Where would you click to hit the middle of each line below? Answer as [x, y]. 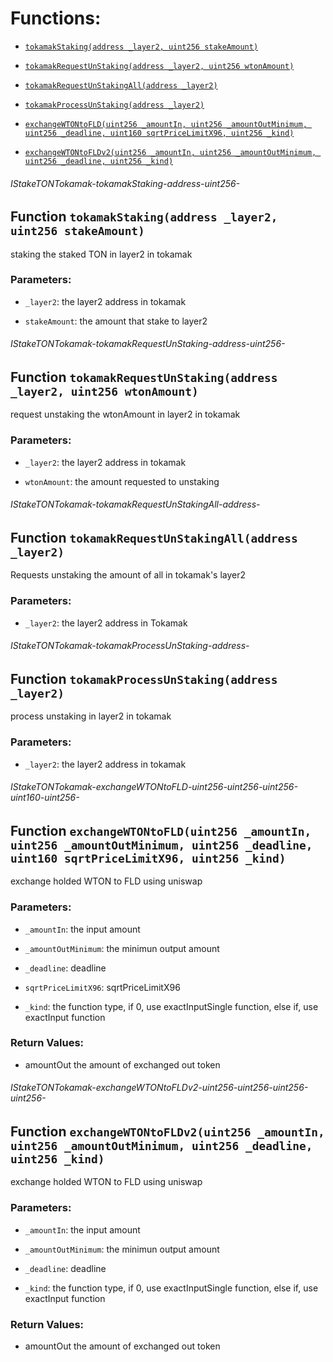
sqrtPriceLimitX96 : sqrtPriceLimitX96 [102, 987]
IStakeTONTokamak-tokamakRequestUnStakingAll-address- [135, 504]
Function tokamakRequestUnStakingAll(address [154, 537]
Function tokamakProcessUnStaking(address [144, 678]
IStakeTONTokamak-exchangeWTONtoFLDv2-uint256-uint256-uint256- [159, 1088]
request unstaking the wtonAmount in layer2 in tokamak [125, 414]
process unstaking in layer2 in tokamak [91, 716]
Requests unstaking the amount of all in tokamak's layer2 [128, 575]
